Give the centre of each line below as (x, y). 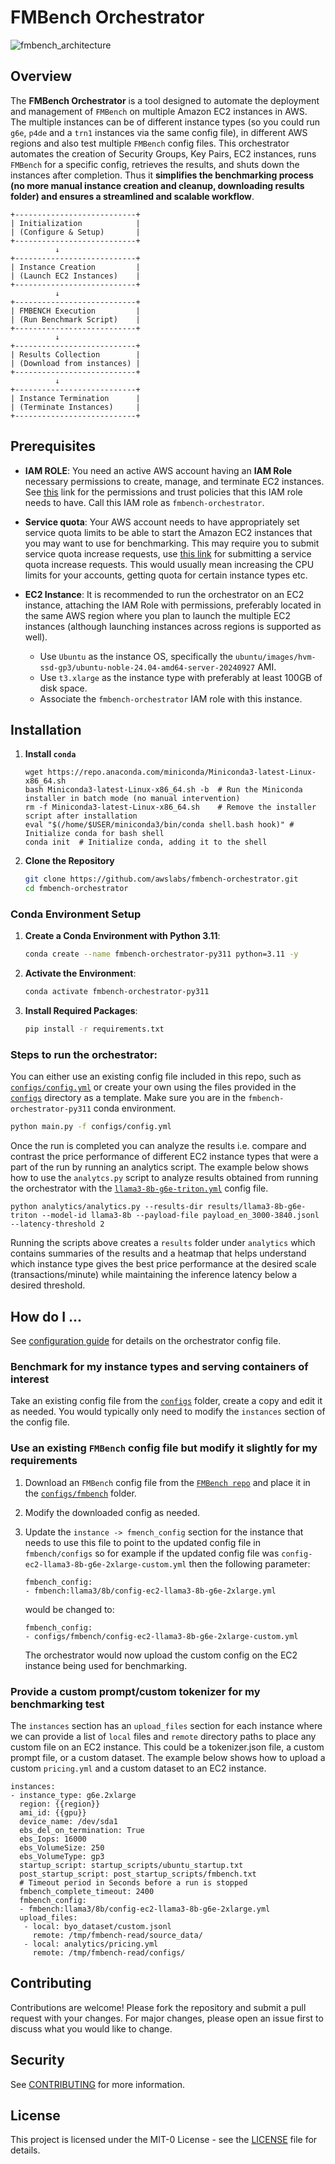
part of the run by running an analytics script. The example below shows (159, 1167)
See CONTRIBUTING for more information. (98, 2084)
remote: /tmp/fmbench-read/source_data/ (117, 1935)
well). (36, 637)
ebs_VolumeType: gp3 (62, 1856)
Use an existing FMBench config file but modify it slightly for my (164, 1448)
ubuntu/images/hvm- (275, 657)
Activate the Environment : (80, 973)
